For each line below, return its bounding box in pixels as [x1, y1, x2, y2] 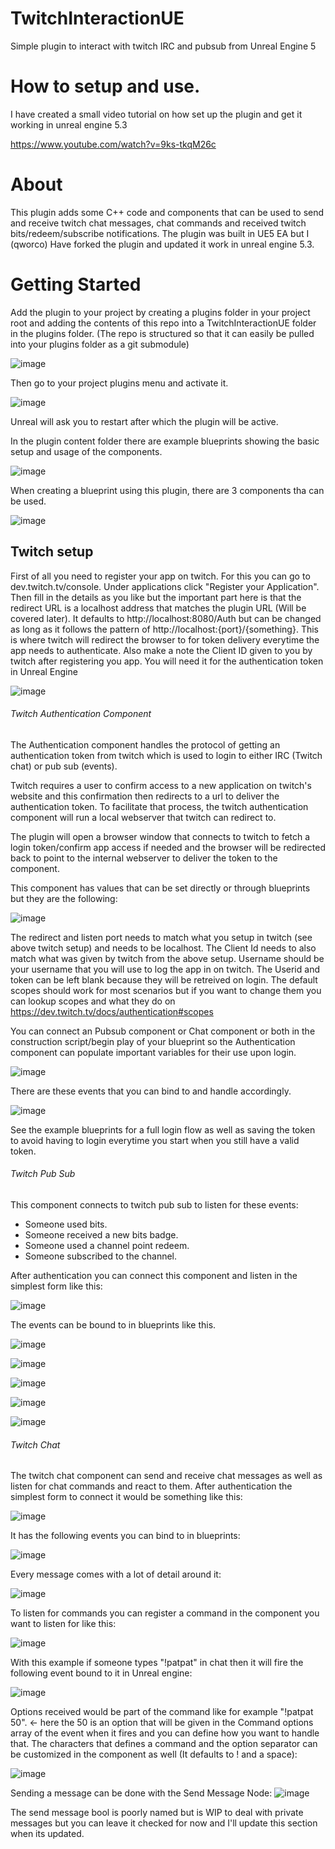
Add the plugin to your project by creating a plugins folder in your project [10, 306, 311, 318]
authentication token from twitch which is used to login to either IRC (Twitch [10, 749, 323, 761]
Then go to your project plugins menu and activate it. [10, 377, 229, 389]
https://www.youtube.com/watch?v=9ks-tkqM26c [10, 138, 217, 150]
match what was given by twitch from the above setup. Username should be [10, 952, 325, 964]
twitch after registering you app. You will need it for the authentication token [10, 655, 324, 667]
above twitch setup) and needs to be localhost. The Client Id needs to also [10, 942, 317, 954]
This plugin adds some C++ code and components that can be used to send [10, 206, 325, 218]
